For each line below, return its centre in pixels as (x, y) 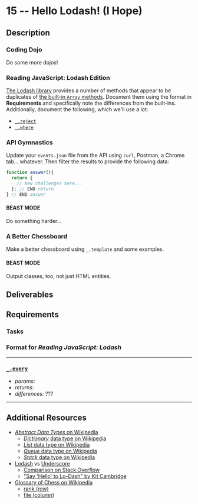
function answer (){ (30, 173)
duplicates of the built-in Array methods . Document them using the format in (99, 97)
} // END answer (26, 194)
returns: (24, 387)
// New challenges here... (50, 184)
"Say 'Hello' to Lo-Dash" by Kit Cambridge (75, 476)
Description (28, 33)
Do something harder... (34, 221)
